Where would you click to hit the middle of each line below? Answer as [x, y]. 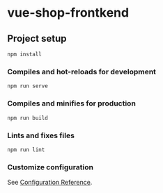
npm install [24, 54]
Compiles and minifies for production [71, 103]
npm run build [28, 118]
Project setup [37, 39]
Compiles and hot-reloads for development [82, 72]
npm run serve [28, 86]
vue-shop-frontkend [68, 13]
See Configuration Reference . [50, 183]
